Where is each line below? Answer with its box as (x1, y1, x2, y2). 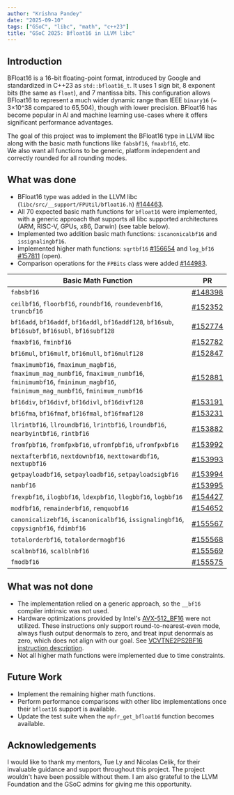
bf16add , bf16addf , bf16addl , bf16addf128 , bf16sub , (10, 317, 174, 326)
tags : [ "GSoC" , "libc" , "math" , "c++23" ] (7, 23, 130, 30)
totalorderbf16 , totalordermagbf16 (10, 534, 125, 544)
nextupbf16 (10, 459, 47, 467)
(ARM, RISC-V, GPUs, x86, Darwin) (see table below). (17, 222, 171, 230)
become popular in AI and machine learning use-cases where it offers (7, 111, 208, 119)
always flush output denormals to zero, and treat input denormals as (17, 629, 214, 637)
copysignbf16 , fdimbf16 (10, 523, 86, 533)
